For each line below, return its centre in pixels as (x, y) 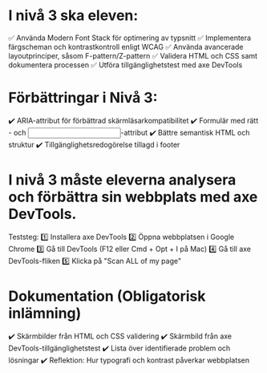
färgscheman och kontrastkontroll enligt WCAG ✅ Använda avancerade (126, 47)
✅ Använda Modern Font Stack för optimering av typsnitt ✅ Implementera (129, 38)
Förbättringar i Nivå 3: (83, 98)
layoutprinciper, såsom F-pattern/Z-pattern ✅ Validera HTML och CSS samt (133, 55)
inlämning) (45, 313)
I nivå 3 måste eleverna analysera (122, 180)
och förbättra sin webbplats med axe (133, 197)
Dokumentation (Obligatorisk (107, 296)
